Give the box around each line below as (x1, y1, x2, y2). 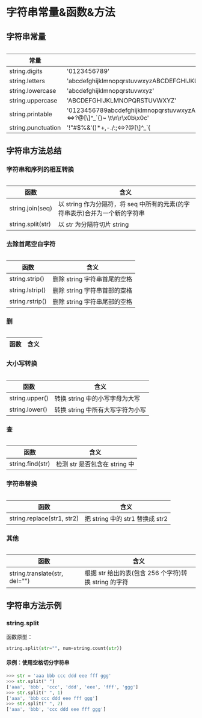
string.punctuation (9, 124, 61, 132)
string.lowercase (9, 87, 57, 95)
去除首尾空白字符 (6, 240, 56, 248)
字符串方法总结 (6, 145, 62, 156)
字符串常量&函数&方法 (6, 5, 115, 19)
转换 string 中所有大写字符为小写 (54, 405, 146, 414)
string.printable (9, 110, 52, 118)
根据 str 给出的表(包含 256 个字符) (84, 569, 182, 578)
